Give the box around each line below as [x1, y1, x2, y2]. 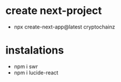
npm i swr [13, 63, 39, 70]
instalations [5, 44, 64, 57]
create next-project [5, 4, 102, 17]
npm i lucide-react [13, 69, 59, 76]
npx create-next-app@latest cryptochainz [13, 23, 115, 30]
